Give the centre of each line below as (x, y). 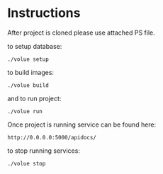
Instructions (44, 13)
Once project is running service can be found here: (82, 124)
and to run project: (34, 98)
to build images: (31, 72)
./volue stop (27, 163)
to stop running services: (44, 151)
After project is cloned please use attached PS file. (81, 33)
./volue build (28, 85)
